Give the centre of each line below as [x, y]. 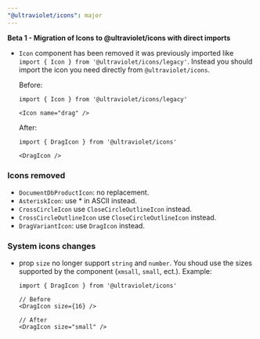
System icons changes [52, 246]
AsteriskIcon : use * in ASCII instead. [78, 200]
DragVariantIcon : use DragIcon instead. [82, 225]
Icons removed [36, 175]
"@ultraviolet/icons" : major [55, 15]
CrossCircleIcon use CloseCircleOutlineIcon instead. [105, 209]
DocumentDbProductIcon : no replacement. [84, 192]
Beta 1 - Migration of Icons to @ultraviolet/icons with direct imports [119, 38]
